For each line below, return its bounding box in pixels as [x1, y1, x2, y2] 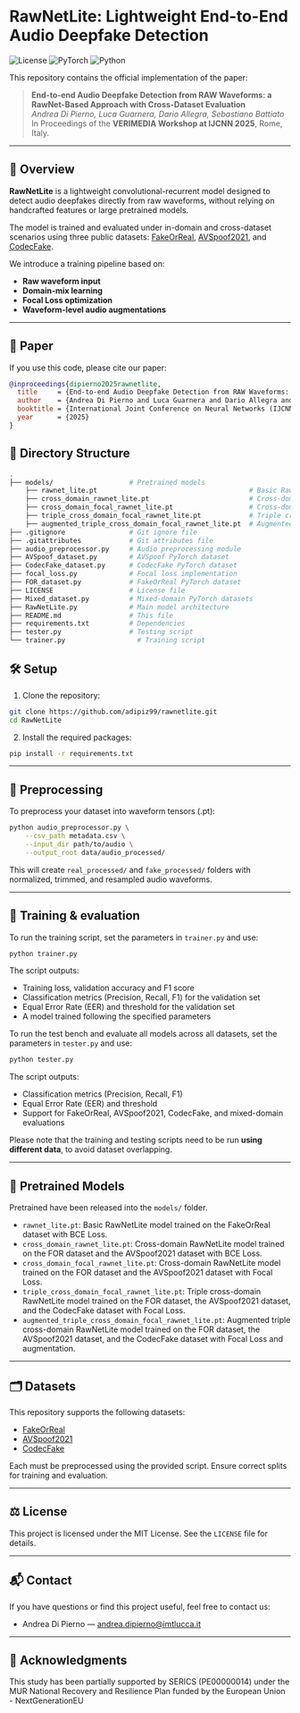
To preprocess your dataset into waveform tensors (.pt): [9, 806, 216, 817]
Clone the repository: [21, 690, 101, 700]
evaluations [21, 1117, 65, 1128]
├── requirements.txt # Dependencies [9, 619, 186, 628]
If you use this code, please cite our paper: [9, 362, 167, 373]
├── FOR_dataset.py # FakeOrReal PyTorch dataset [9, 578, 242, 587]
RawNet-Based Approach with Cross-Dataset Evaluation [30, 98, 246, 109]
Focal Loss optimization [21, 294, 113, 305]
